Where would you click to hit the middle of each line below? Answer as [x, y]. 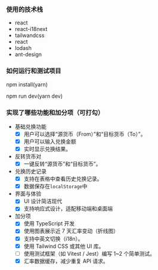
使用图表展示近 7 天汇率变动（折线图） [71, 231]
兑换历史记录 [30, 172]
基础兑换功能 [30, 126]
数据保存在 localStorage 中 [55, 187]
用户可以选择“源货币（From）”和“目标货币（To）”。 [85, 134]
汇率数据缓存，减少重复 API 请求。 [66, 261]
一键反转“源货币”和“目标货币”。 [62, 164]
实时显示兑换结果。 [47, 149]
